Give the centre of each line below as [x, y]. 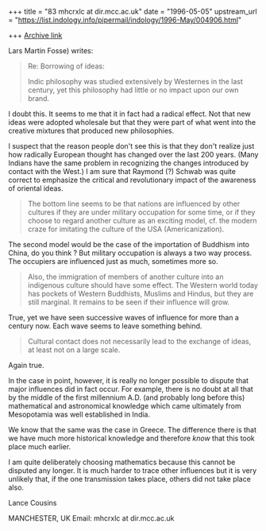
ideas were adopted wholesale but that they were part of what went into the [132, 122]
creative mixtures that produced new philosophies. [91, 131]
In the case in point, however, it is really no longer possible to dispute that [128, 380]
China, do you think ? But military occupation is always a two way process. [130, 253]
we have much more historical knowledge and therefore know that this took [132, 438]
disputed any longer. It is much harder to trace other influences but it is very [133, 471]
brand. [39, 98]
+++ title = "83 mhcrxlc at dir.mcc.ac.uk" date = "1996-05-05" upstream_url [133, 12]
